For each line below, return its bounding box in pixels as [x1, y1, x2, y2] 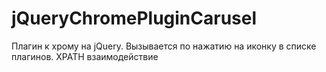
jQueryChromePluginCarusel [11, 7, 258, 30]
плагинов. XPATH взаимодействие [11, 50, 159, 62]
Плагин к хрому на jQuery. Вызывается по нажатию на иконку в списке [11, 40, 317, 52]
